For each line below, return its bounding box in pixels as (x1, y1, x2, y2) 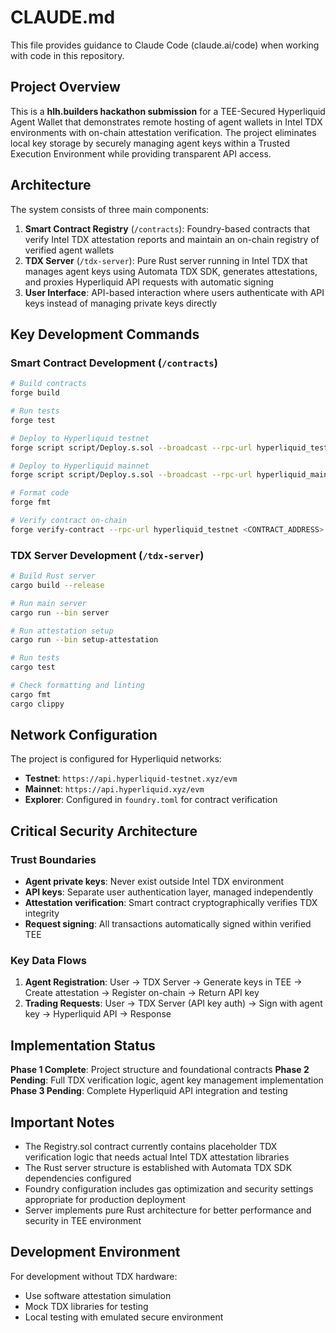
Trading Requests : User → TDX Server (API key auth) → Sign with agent (24, 997, 323, 1010)
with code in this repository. (10, 49, 125, 61)
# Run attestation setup (10, 626, 114, 636)
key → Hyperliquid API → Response (24, 1008, 172, 1020)
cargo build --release (10, 580, 105, 590)
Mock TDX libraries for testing (24, 1300, 149, 1312)
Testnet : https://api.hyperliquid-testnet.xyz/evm (24, 772, 238, 785)
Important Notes (10, 1114, 115, 1131)
